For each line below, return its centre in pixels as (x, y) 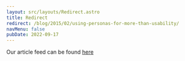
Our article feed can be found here (50, 52)
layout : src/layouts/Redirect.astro (53, 12)
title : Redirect (27, 18)
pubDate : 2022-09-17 (33, 35)
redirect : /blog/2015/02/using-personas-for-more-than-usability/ (93, 23)
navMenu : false (26, 29)
